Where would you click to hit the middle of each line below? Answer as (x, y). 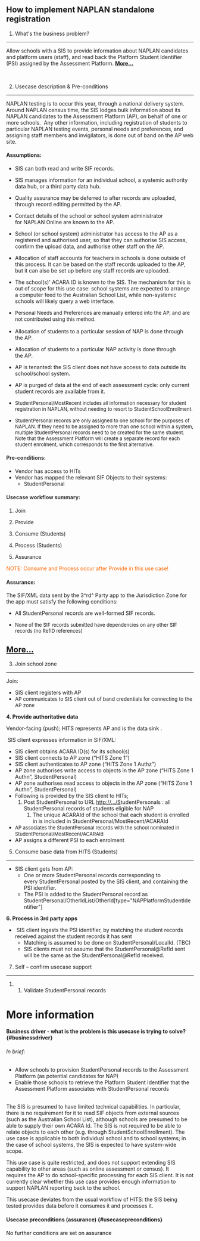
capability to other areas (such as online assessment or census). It (88, 1169)
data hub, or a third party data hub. (58, 187)
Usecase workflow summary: (43, 497)
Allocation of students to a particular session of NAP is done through (99, 331)
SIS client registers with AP (48, 693)
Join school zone (36, 664)
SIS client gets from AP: (44, 869)
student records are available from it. (60, 391)
